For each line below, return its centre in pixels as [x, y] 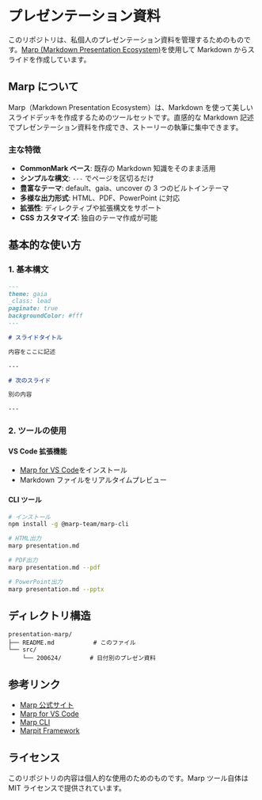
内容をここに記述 [32, 352]
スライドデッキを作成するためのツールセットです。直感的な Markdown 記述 [131, 117]
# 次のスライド [30, 381]
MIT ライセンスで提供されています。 [67, 788]
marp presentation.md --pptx [56, 589]
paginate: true [33, 309]
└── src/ [23, 650]
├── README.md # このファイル [72, 643]
